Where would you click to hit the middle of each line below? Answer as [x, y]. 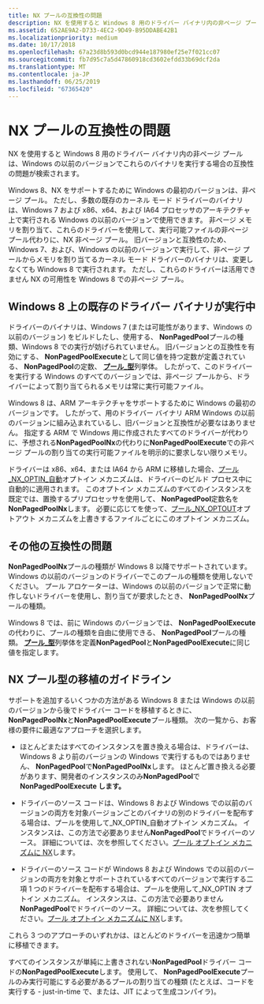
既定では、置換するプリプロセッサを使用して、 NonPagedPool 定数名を [123, 499]
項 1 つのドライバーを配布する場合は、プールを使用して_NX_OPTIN [128, 889]
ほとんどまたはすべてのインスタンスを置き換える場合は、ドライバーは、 [136, 746]
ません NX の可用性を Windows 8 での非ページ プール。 [98, 279]
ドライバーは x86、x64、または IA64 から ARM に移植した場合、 [113, 469]
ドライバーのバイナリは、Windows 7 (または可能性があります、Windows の [130, 327]
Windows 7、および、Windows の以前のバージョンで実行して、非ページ [125, 250]
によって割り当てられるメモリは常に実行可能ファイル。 [118, 386]
